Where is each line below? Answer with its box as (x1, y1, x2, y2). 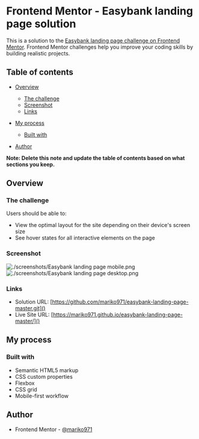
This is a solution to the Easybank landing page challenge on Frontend (6, 37, 180, 44)
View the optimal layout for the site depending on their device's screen (14, 222, 191, 229)
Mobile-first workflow (14, 392, 69, 399)
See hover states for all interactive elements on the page (14, 234, 155, 241)
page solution (6, 17, 76, 31)
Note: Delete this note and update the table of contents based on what (6, 154, 185, 161)
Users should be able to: (6, 210, 67, 217)
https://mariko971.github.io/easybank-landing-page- (53, 311, 183, 319)
